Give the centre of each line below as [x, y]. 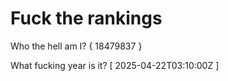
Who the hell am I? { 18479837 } [76, 46]
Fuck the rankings [86, 18]
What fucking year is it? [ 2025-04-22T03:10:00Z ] [115, 65]
